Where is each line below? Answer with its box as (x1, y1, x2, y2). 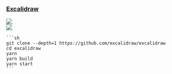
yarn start (6, 61, 33, 67)
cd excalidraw (6, 46, 42, 52)
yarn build (6, 56, 33, 62)
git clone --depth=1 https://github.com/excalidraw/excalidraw (6, 40, 166, 46)
